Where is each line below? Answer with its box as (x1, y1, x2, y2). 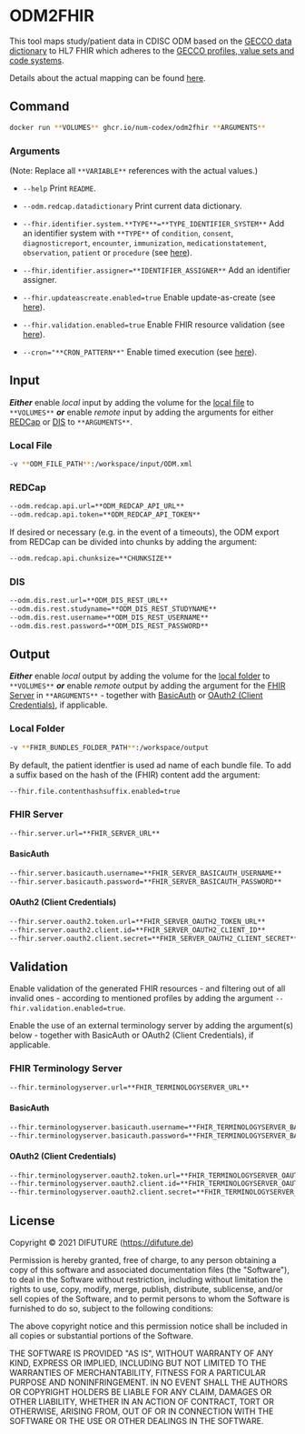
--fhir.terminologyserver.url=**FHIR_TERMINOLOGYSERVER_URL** (9, 1083, 250, 1092)
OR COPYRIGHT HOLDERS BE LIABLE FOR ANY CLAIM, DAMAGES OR (9, 1387, 272, 1398)
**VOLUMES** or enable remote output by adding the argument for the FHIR (9, 680, 286, 691)
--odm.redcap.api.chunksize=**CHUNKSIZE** (9, 554, 172, 563)
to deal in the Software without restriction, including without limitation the (9, 1274, 283, 1285)
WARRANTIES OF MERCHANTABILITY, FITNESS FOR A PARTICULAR (9, 1368, 266, 1379)
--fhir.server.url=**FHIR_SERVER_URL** (9, 828, 161, 837)
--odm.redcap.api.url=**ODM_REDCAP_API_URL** (9, 502, 184, 511)
